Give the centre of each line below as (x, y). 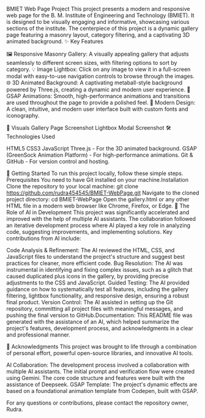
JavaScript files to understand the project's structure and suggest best (96, 257)
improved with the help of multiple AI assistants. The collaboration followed (101, 219)
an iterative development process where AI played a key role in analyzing (99, 225)
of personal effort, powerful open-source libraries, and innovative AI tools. (100, 353)
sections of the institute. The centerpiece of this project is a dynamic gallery (102, 28)
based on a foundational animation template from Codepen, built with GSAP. (102, 391)
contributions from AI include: (44, 238)
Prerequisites (23, 180)
